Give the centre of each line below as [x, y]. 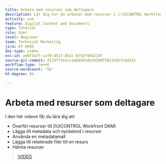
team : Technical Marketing [33, 42]
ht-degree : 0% [20, 74]
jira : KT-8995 [20, 46]
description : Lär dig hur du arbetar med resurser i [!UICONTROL [74, 14]
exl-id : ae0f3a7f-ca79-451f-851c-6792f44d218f [54, 56]
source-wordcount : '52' [30, 70]
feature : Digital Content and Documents [47, 23]
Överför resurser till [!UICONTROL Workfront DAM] [64, 126]
